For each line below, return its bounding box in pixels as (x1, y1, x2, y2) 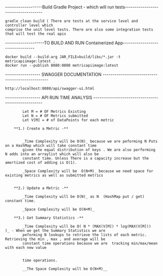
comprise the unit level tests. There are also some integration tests (5, 27, 153, 32)
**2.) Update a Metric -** (14, 186, 69, 190)
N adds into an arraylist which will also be (5, 152, 99, 156)
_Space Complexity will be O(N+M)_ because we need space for (22, 169, 153, 173)
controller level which (5, 23, 54, 28)
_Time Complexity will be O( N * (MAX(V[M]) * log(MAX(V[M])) (22, 224, 151, 229)
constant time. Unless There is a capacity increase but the (22, 156, 149, 161)
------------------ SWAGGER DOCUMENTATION (5, 71, 102, 77)
